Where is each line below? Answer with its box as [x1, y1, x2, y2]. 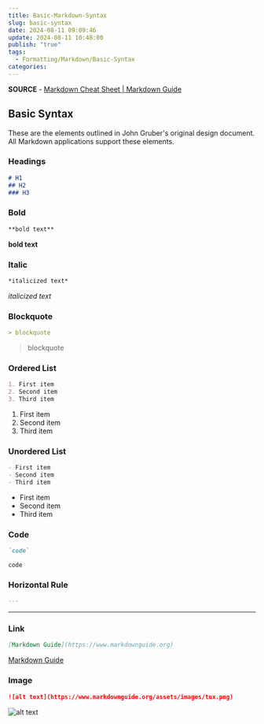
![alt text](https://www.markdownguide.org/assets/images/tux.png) [8, 692, 234, 701]
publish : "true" [8, 41, 61, 49]
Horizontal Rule [8, 579, 68, 590]
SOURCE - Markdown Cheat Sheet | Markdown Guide [8, 84, 182, 94]
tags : [8, 48, 26, 56]
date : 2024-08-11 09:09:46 [8, 26, 97, 34]
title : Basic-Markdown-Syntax [8, 11, 108, 20]
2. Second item [8, 388, 58, 396]
